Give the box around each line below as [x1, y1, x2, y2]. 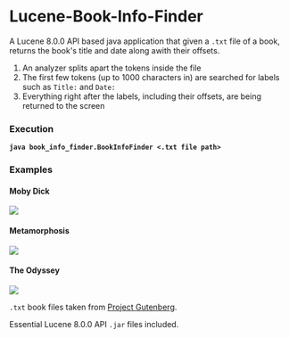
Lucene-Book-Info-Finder [9, 6, 203, 27]
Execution [9, 122, 54, 135]
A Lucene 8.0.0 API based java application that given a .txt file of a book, [9, 36, 281, 46]
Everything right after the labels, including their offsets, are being [21, 91, 261, 102]
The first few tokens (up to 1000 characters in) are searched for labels [21, 71, 280, 82]
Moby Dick [9, 185, 51, 196]
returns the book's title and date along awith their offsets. [9, 45, 220, 55]
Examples [9, 163, 54, 176]
